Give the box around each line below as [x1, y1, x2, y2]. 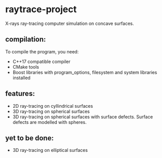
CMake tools [12, 64, 40, 70]
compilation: [5, 35, 46, 44]
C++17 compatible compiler [12, 58, 71, 65]
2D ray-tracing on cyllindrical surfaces [12, 103, 93, 109]
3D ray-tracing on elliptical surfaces [12, 147, 88, 153]
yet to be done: [5, 134, 54, 142]
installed [12, 75, 30, 81]
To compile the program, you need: [5, 48, 79, 54]
